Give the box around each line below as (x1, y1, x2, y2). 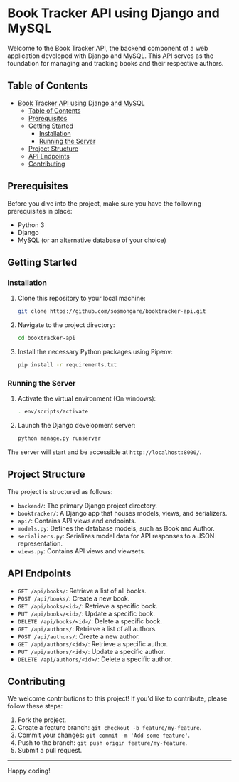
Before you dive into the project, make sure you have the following (7, 199, 201, 208)
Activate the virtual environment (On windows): (17, 394, 156, 403)
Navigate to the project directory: (17, 321, 115, 329)
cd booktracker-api (17, 334, 76, 342)
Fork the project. (17, 716, 67, 724)
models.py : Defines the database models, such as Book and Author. (17, 523, 215, 533)
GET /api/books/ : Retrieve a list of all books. (17, 586, 147, 595)
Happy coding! (7, 766, 51, 776)
